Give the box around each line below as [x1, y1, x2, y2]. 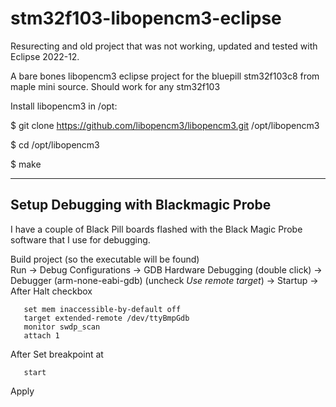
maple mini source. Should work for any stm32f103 [10, 80, 221, 92]
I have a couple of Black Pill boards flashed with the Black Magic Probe [10, 223, 303, 235]
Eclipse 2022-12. [10, 50, 80, 62]
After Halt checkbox [10, 285, 93, 297]
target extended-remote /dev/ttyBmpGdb [23, 313, 190, 323]
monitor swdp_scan [23, 322, 101, 332]
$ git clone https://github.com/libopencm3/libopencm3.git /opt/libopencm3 [10, 119, 320, 131]
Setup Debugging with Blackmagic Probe [10, 197, 272, 214]
